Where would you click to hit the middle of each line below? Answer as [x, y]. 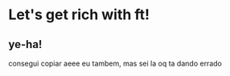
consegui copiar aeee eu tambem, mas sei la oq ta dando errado [115, 63]
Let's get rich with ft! [79, 15]
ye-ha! [25, 44]
